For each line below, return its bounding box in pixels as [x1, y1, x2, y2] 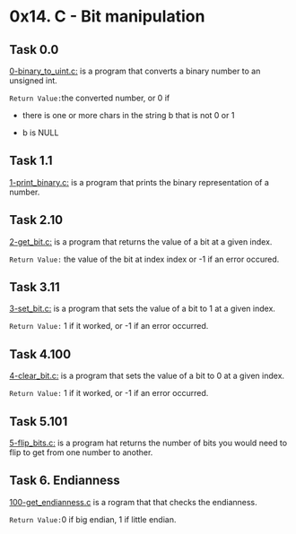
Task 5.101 [9, 414, 68, 429]
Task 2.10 [9, 212, 64, 228]
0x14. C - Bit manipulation [9, 6, 205, 27]
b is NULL [22, 127, 59, 138]
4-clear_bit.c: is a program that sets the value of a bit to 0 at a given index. [9, 370, 285, 382]
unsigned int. [9, 75, 58, 86]
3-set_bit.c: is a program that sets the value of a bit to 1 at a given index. [9, 303, 276, 314]
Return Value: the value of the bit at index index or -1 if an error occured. [9, 254, 280, 264]
